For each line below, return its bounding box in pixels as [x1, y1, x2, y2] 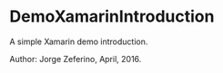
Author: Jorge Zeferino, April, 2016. [9, 53, 142, 64]
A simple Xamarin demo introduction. [9, 36, 148, 47]
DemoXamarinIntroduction [9, 6, 215, 27]
